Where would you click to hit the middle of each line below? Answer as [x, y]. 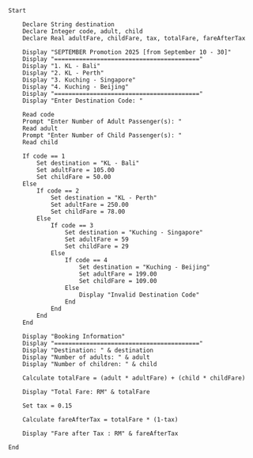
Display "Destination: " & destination [88, 350]
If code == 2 [58, 191]
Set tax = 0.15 [47, 406]
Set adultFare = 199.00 [118, 274]
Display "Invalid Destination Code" [139, 295]
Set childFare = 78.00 [88, 212]
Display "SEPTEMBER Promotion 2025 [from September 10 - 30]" [127, 52]
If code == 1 [44, 156]
